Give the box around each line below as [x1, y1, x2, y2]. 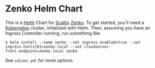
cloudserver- [84, 44, 112, 49]
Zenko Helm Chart [5, 3, 83, 14]
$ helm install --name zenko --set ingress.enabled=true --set [5, 39, 141, 45]
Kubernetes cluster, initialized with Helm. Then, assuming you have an [5, 24, 150, 30]
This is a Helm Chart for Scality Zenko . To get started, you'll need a [5, 19, 144, 25]
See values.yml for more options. [5, 57, 74, 63]
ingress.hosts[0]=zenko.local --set [5, 44, 82, 49]
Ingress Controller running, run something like [5, 30, 101, 36]
